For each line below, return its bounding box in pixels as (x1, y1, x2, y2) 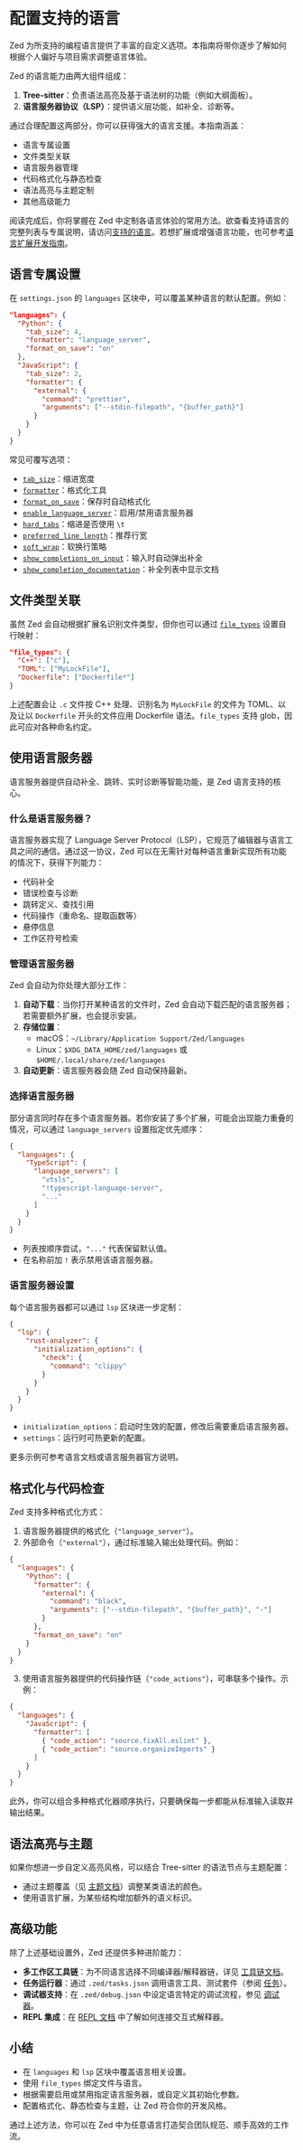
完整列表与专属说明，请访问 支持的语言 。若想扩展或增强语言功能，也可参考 (9, 226, 286, 237)
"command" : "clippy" (49, 1362, 127, 1371)
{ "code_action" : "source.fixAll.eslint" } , (41, 1736, 212, 1745)
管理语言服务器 (9, 957, 75, 970)
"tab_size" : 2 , (25, 369, 83, 378)
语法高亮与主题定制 (22, 184, 95, 195)
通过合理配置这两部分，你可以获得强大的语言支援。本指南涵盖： (9, 119, 246, 131)
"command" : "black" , (49, 1597, 127, 1606)
